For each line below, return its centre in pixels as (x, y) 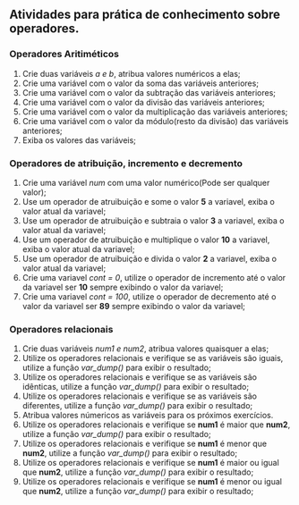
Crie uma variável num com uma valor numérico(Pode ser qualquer (146, 182)
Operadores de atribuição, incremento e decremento (126, 163)
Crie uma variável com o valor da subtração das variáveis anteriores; (149, 92)
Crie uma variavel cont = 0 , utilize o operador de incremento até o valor (154, 277)
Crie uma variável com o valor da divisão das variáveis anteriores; (144, 102)
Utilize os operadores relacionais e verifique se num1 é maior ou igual (150, 463)
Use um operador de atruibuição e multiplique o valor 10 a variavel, (146, 240)
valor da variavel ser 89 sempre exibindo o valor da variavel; (134, 306)
